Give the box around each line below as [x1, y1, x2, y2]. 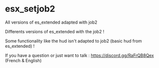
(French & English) [5, 57, 42, 63]
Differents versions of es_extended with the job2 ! [5, 28, 104, 34]
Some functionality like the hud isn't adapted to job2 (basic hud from [5, 38, 142, 44]
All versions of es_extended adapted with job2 [5, 19, 98, 25]
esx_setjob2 [5, 3, 55, 14]
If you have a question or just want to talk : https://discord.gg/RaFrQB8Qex [5, 52, 154, 58]
